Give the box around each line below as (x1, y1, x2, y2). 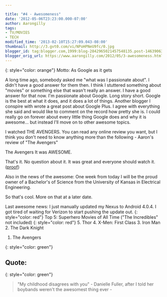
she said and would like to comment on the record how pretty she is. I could (5, 108, 161, 115)
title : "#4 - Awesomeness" (5, 11, 61, 16)
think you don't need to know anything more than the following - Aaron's (5, 134, 154, 140)
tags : (5, 25, 16, 30)
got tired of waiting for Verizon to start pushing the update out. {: (5, 209, 138, 215)
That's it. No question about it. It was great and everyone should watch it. (5, 158, 156, 164)
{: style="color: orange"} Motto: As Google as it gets (5, 67, 112, 73)
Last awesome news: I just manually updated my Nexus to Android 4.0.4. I (5, 203, 157, 209)
